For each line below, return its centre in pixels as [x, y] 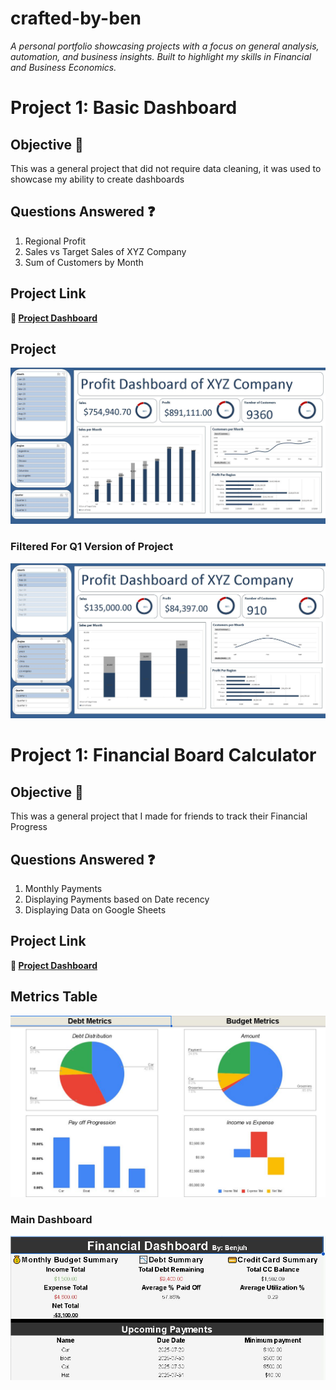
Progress [29, 827]
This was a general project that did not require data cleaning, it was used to [166, 168]
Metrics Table [54, 997]
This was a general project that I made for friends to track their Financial [159, 816]
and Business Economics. [63, 67]
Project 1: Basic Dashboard [124, 108]
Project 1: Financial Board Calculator [163, 755]
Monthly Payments [63, 889]
